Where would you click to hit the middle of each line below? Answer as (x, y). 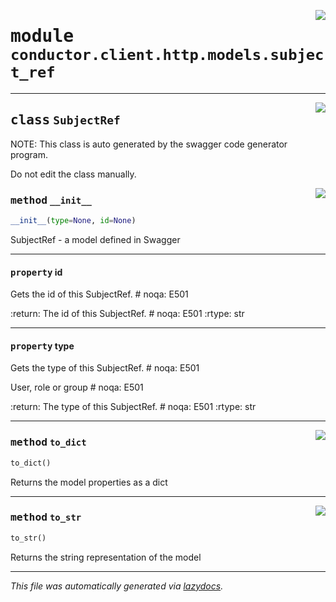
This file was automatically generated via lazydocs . (117, 586)
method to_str (46, 517)
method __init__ (51, 200)
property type (42, 346)
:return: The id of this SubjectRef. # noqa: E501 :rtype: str (127, 314)
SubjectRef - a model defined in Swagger (95, 239)
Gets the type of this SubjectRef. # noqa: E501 (105, 368)
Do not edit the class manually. (73, 174)
